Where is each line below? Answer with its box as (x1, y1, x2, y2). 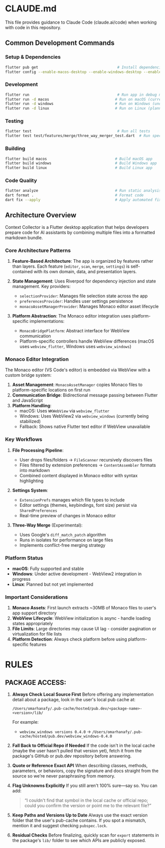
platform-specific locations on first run (12, 387, 91, 393)
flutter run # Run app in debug (5, 92, 157, 97)
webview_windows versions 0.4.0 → (19, 729, 91, 735)
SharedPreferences (19, 508, 57, 513)
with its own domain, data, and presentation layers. (33, 269, 137, 275)
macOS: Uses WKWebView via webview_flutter (19, 408, 110, 414)
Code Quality (5, 177, 37, 184)
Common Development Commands (5, 39, 114, 47)
